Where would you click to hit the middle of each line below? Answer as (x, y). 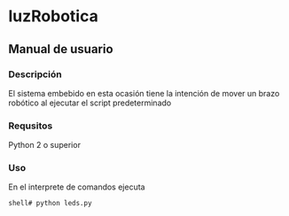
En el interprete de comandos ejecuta (77, 187)
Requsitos (31, 126)
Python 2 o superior (45, 145)
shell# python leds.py (50, 204)
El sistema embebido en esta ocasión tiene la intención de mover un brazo (144, 93)
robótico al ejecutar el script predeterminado (90, 103)
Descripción (35, 74)
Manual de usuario (61, 49)
